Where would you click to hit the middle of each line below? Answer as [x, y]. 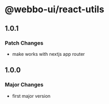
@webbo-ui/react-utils [54, 9]
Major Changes [24, 85]
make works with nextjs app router [48, 54]
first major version [31, 96]
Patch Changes [24, 43]
